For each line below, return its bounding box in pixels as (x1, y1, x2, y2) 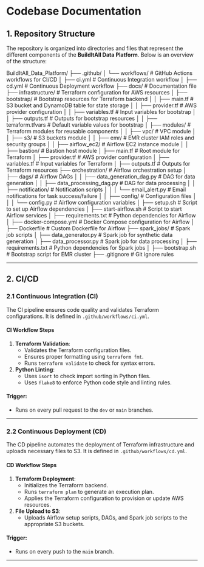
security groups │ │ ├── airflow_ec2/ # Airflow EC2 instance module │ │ (6, 141, 189, 147)
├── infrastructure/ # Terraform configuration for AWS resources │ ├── (6, 89, 188, 96)
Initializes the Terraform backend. (24, 481, 109, 488)
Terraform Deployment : (15, 475, 76, 482)
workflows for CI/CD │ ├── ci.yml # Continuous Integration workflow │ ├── (6, 76, 197, 83)
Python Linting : (15, 365, 55, 373)
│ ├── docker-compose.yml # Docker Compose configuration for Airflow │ (6, 218, 195, 225)
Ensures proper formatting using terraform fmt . (24, 353, 144, 360)
